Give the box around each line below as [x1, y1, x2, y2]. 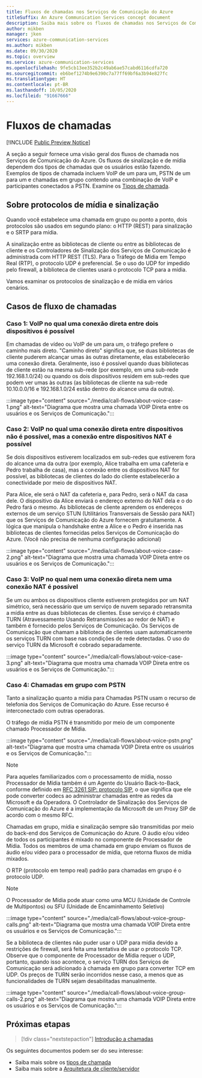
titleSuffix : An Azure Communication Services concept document [6, 14, 171, 20]
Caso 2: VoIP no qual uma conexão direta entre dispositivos [6, 425, 183, 434]
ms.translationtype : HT [6, 76, 66, 82]
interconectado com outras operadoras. [6, 707, 105, 714]
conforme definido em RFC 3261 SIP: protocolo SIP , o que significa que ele [6, 786, 192, 793]
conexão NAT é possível [6, 582, 78, 591]
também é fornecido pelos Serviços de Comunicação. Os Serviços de [6, 622, 179, 629]
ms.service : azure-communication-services [6, 59, 114, 65]
